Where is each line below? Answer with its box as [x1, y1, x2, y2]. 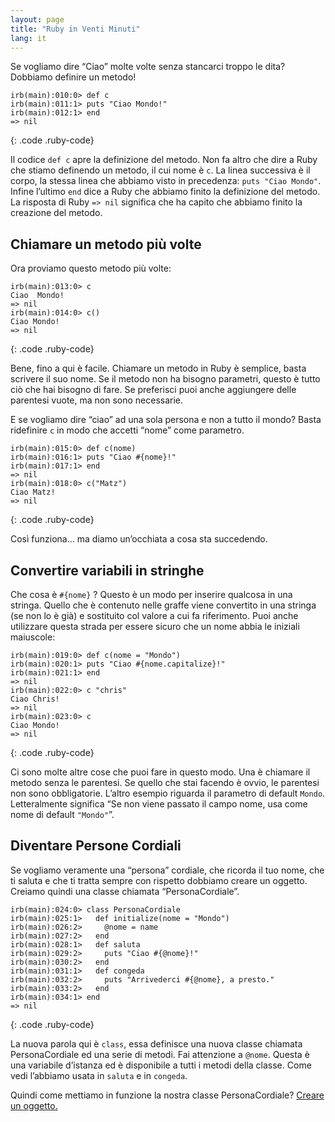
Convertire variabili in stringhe [10, 562, 205, 579]
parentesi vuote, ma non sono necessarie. [10, 394, 184, 406]
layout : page [10, 14, 65, 25]
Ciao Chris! [10, 694, 60, 704]
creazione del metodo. [10, 207, 103, 219]
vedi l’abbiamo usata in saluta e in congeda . [10, 1069, 188, 1081]
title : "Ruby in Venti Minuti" [10, 24, 141, 34]
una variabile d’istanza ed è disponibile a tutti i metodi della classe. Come [10, 1059, 312, 1071]
